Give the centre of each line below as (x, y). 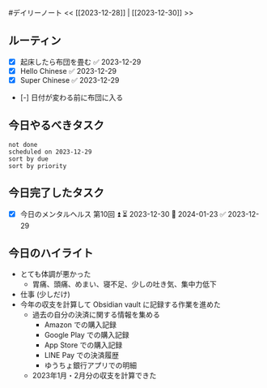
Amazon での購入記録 (81, 325)
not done (23, 144)
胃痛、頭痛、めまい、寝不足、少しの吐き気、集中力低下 (124, 284)
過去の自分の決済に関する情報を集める (96, 315)
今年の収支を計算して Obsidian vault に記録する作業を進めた (120, 304)
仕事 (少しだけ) (45, 295)
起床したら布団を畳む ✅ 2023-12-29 (81, 62)
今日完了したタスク (56, 193)
